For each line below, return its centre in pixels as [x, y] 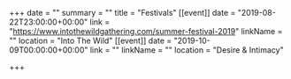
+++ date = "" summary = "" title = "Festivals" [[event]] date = [123, 13]
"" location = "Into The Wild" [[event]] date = [91, 40]
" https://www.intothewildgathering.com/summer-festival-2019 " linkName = [146, 31]
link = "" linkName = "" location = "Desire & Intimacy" [187, 50]
